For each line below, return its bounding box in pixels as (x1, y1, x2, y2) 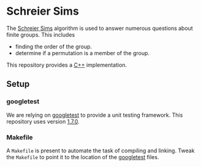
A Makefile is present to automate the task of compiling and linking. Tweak (6, 147, 195, 154)
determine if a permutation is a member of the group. (15, 49, 150, 56)
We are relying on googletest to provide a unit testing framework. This (6, 111, 183, 119)
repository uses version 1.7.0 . (6, 117, 80, 125)
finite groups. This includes (6, 31, 75, 38)
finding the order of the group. (15, 43, 93, 50)
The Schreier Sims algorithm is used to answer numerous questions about (6, 24, 193, 32)
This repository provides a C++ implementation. (6, 61, 127, 69)
